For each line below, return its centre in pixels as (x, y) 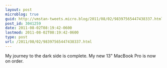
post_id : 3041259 (23, 23)
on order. (14, 61)
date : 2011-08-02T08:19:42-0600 (39, 28)
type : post (16, 37)
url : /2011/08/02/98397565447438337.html (49, 42)
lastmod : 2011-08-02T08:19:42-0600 (42, 33)
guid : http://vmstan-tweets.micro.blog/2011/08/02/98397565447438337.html (84, 19)
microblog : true (22, 14)
